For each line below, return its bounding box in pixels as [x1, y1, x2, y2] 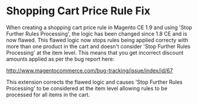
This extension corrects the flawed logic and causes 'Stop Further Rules [6, 78, 183, 86]
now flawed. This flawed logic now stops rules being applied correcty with [6, 36, 188, 43]
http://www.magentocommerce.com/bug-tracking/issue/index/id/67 [6, 67, 174, 74]
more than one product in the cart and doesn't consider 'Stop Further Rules [6, 43, 191, 50]
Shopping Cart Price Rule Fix [6, 4, 150, 18]
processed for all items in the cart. [6, 91, 90, 98]
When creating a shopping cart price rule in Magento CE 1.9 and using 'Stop [6, 24, 192, 31]
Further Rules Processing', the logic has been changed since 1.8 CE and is [6, 30, 187, 37]
